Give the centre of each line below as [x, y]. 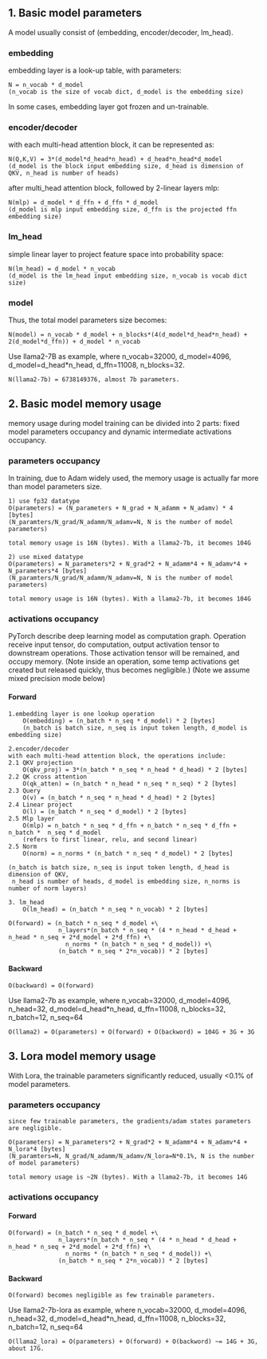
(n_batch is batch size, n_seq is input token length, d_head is [119, 867]
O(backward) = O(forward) [51, 985]
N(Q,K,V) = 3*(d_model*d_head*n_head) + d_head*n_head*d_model [116, 160]
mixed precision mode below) [57, 679]
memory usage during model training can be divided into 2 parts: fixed [124, 423]
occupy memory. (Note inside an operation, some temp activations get [124, 662]
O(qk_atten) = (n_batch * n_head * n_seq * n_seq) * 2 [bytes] [130, 784]
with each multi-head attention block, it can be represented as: [112, 145]
